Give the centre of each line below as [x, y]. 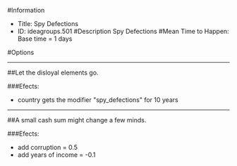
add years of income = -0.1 [56, 155]
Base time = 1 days [45, 39]
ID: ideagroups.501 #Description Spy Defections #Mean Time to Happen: [123, 31]
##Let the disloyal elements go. [53, 72]
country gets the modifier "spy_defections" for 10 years [98, 100]
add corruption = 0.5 [48, 147]
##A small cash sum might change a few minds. [77, 120]
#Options [21, 52]
